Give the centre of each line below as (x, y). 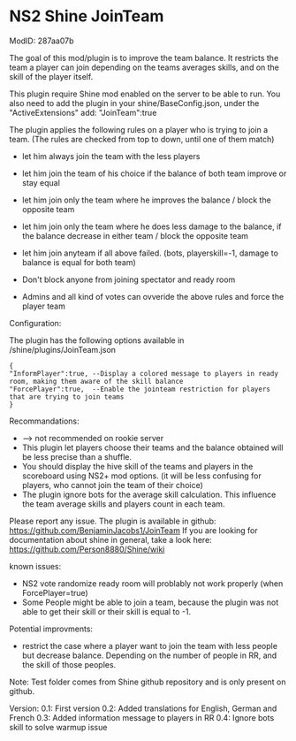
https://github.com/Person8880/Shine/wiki (87, 549)
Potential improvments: (51, 629)
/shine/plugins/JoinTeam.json (63, 349)
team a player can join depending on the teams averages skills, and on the (144, 67)
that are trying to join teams (67, 397)
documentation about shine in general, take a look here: (110, 539)
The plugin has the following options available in (97, 340)
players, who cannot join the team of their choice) (112, 485)
